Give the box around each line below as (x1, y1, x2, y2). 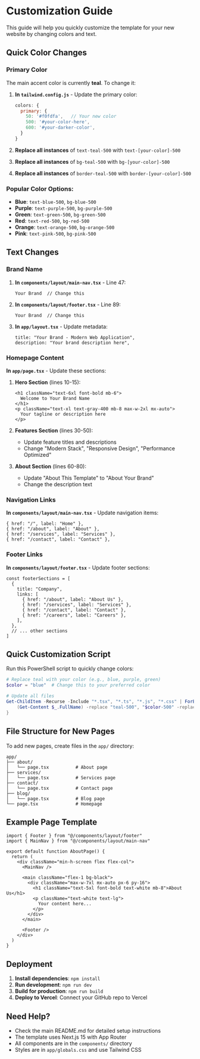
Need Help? (6, 1011, 51, 1021)
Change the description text (23, 481, 92, 488)
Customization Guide (6, 4, 113, 18)
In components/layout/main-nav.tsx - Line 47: (14, 279, 126, 286)
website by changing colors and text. (6, 30, 97, 37)
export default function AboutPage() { (6, 849, 105, 854)
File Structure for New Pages (6, 727, 115, 737)
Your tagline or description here (20, 411, 106, 417)
